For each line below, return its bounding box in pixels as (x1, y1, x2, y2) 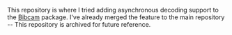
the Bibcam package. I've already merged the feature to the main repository (7, 13, 225, 21)
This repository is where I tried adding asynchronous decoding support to (7, 6, 219, 14)
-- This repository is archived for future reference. (7, 21, 151, 28)
